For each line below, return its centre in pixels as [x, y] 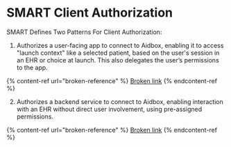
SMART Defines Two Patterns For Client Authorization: [84, 32]
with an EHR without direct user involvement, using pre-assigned [109, 109]
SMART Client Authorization [90, 13]
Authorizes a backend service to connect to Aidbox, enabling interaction [120, 101]
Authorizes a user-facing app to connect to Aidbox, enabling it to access [120, 45]
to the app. [32, 67]
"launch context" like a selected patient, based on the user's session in [118, 53]
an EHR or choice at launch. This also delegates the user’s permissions [118, 60]
